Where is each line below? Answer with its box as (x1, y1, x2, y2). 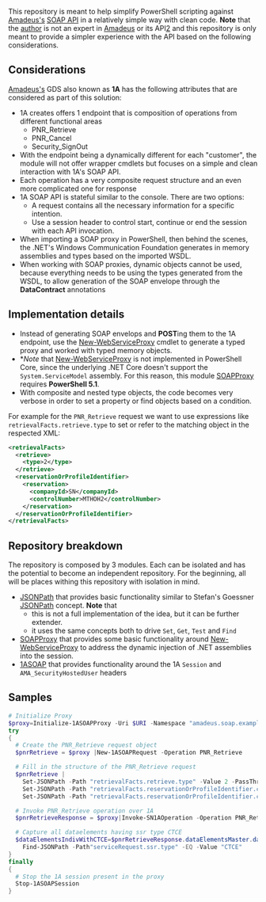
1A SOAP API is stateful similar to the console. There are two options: (19, 192, 245, 201)
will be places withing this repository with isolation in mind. (8, 577, 200, 587)
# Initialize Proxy (8, 712, 73, 720)
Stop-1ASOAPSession (15, 880, 80, 888)
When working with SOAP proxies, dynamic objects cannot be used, (19, 259, 242, 268)
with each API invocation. (31, 226, 115, 235)
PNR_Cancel (31, 133, 72, 143)
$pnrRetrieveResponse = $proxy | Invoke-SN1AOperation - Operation (15, 814, 232, 822)
